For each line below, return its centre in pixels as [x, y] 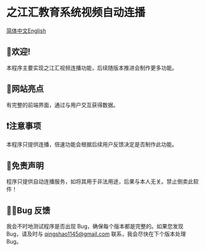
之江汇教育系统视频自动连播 [76, 13]
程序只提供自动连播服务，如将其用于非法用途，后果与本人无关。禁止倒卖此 [100, 182]
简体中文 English [26, 31]
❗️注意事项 [24, 126]
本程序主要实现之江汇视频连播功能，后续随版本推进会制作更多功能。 [92, 67]
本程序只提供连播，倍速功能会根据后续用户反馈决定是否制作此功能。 [92, 144]
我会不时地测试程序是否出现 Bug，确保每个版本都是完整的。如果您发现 [95, 226]
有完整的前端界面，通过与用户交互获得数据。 [63, 105]
